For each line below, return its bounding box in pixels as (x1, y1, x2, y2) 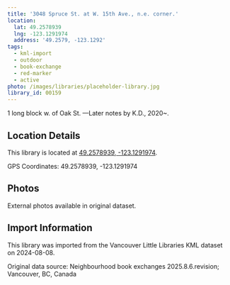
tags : (7, 43, 23, 50)
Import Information (7, 222, 93, 234)
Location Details (7, 129, 81, 142)
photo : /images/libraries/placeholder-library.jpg (7, 83, 160, 90)
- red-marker (13, 69, 52, 77)
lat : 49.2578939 (13, 23, 62, 30)
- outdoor (13, 57, 42, 64)
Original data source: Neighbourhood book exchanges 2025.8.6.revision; (7, 262, 219, 270)
